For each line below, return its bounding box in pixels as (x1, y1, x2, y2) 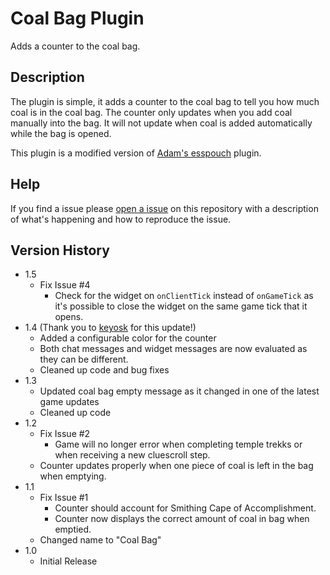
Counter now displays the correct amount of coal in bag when (54, 513, 310, 525)
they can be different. (39, 353, 129, 366)
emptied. (54, 523, 92, 536)
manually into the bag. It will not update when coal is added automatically (10, 117, 313, 129)
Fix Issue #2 (39, 428, 91, 440)
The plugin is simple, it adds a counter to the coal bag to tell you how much (10, 95, 320, 107)
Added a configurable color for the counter (39, 332, 217, 344)
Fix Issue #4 (39, 279, 91, 291)
